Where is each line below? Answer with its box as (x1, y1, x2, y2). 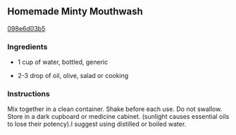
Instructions (7, 89, 51, 99)
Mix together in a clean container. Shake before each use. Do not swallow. (7, 105, 223, 113)
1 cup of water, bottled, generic (17, 58, 108, 66)
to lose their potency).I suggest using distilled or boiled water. (7, 120, 187, 129)
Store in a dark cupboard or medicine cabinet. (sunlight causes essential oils (7, 112, 230, 121)
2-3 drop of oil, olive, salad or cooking (17, 72, 129, 80)
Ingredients (7, 41, 48, 51)
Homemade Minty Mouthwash (7, 6, 143, 18)
